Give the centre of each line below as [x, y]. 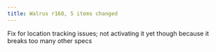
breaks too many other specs [50, 41]
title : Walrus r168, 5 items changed [63, 14]
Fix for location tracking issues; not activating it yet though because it [108, 33]
